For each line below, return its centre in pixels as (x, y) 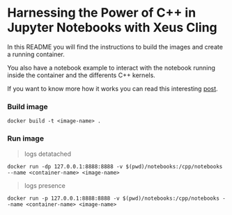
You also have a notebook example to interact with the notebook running (111, 67)
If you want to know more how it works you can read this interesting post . (113, 88)
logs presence (45, 185)
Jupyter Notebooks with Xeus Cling (112, 27)
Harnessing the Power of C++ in (102, 13)
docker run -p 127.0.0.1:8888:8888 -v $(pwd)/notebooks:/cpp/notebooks (113, 198)
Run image (25, 138)
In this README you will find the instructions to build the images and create (115, 47)
